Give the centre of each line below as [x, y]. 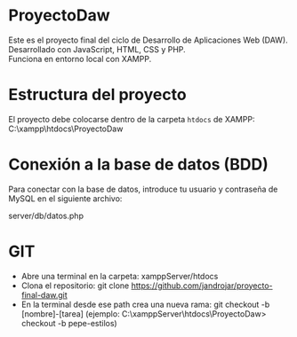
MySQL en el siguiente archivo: [65, 198]
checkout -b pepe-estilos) [69, 323]
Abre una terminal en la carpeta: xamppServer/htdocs [120, 276]
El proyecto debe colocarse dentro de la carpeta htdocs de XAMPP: [132, 119]
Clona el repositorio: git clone [75, 286]
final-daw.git [44, 294]
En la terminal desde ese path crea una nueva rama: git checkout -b [145, 304]
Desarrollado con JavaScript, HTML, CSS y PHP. [97, 49]
